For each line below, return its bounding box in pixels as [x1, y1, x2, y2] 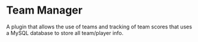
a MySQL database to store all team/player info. [6, 29, 124, 36]
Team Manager [6, 4, 83, 17]
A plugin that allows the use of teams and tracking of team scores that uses [6, 23, 193, 30]
